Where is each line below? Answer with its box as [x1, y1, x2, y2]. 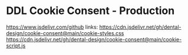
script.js [6, 42, 26, 49]
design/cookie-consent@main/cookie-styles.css [6, 29, 124, 36]
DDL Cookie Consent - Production [6, 4, 175, 18]
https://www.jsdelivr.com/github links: [6, 23, 98, 30]
